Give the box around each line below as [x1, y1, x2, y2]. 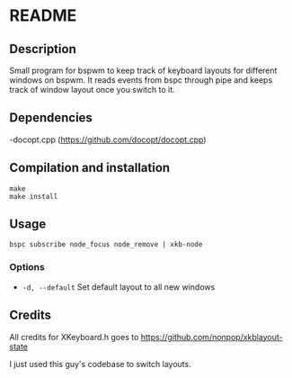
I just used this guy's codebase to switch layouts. [9, 358, 191, 369]
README [9, 5, 77, 26]
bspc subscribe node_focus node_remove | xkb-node [9, 240, 203, 249]
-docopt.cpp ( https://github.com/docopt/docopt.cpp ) [9, 134, 207, 145]
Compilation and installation [9, 160, 171, 175]
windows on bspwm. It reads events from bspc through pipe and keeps [9, 75, 273, 85]
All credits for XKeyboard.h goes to [9, 331, 139, 342]
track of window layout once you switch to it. [9, 85, 175, 94]
